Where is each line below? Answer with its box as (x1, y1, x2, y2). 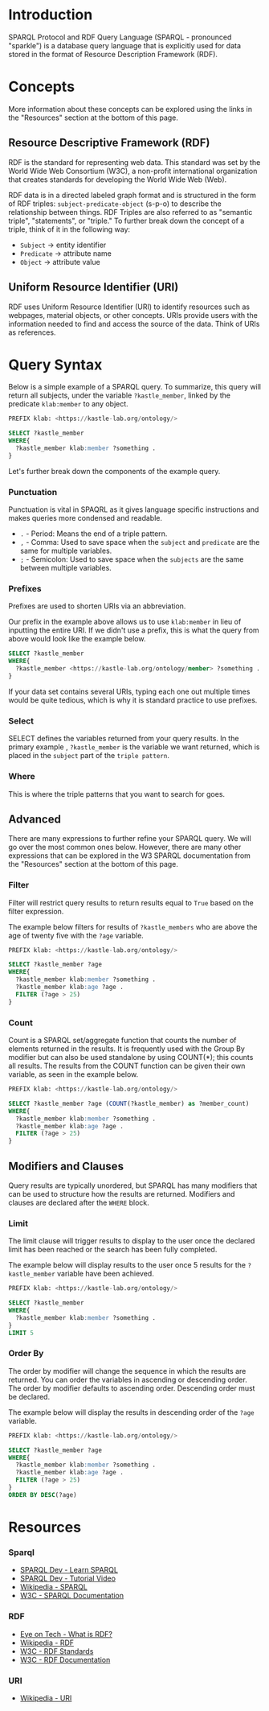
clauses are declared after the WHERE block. (8, 1198, 150, 1207)
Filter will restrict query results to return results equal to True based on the (8, 897, 255, 907)
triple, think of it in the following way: (8, 224, 131, 234)
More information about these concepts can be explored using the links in (8, 104, 253, 113)
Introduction (8, 6, 93, 24)
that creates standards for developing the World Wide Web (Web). (8, 175, 227, 184)
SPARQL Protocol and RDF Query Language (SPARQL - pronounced (8, 32, 232, 42)
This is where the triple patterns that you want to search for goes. (8, 789, 226, 798)
